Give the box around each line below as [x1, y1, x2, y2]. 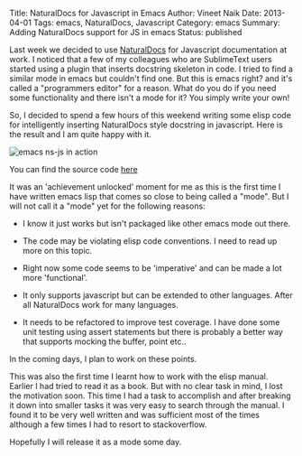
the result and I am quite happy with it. [9, 129, 151, 139]
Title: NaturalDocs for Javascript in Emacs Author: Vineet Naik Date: [9, 8, 262, 18]
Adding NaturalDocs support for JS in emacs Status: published [9, 27, 243, 37]
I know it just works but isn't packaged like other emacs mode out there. [22, 219, 291, 228]
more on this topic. [22, 246, 93, 256]
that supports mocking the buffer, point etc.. [22, 336, 187, 347]
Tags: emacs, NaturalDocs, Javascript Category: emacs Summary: [32, 17, 281, 28]
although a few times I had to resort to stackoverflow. [9, 419, 207, 430]
